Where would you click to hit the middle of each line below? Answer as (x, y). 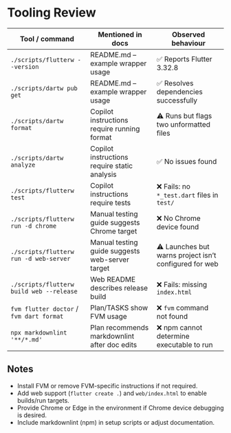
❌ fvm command (183, 308)
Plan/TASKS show (119, 308)
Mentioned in (120, 34)
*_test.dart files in (187, 195)
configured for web (187, 264)
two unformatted (184, 124)
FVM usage (109, 316)
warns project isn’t (186, 255)
